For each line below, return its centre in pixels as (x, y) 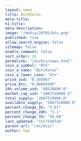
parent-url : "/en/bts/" (30, 126)
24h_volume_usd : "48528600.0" (37, 89)
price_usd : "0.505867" (29, 79)
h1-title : (15, 24)
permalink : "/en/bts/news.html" (39, 61)
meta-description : (24, 28)
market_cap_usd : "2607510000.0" (39, 93)
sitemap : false (21, 47)
